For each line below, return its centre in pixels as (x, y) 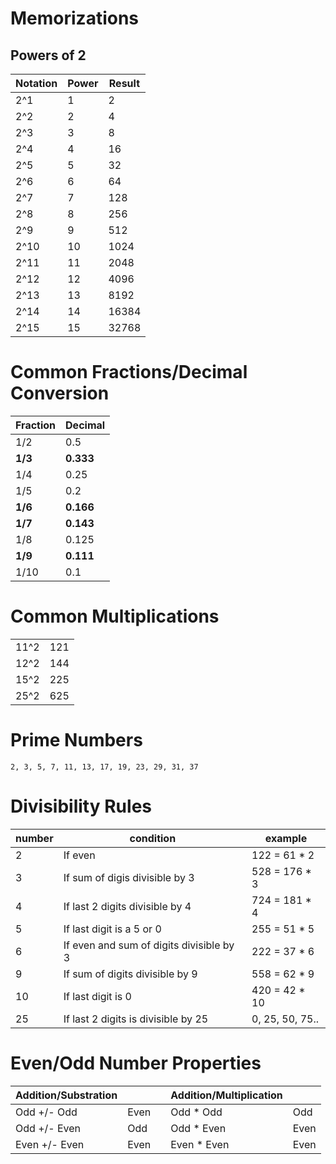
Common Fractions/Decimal (129, 372)
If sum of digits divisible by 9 (130, 974)
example (286, 838)
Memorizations (75, 18)
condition (153, 838)
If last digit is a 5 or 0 (112, 929)
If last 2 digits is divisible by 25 (136, 1019)
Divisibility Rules (81, 806)
